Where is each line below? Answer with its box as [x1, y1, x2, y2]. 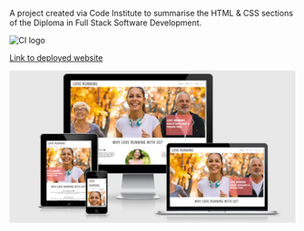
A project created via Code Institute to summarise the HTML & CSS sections [9, 8, 293, 18]
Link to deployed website [9, 53, 103, 63]
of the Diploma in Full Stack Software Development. [9, 17, 202, 28]
